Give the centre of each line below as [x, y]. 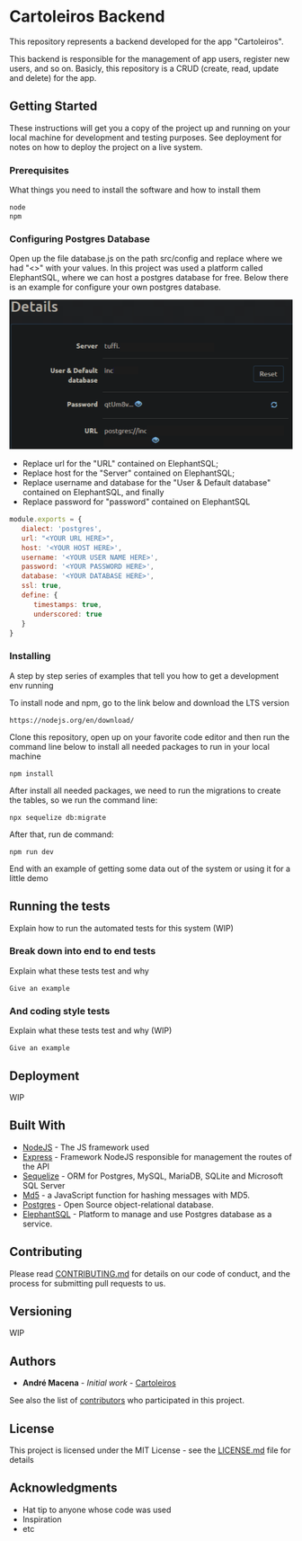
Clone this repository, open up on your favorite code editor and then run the [150, 737]
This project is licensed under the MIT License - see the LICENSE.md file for [150, 1450]
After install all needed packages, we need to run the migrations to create [145, 790]
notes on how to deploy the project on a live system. [106, 147]
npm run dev [31, 851]
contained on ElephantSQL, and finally [93, 493]
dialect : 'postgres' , [62, 529]
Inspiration [42, 1519]
